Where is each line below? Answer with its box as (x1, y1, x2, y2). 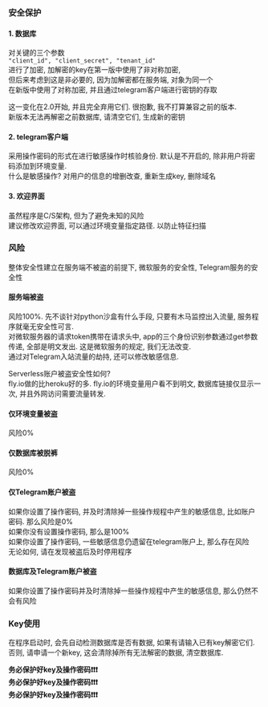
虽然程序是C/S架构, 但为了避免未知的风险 (8, 210, 144, 220)
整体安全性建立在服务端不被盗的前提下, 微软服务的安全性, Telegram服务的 (8, 262, 251, 272)
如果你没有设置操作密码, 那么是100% (8, 526, 130, 536)
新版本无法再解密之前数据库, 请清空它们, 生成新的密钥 (8, 112, 185, 122)
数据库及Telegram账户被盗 (8, 567, 97, 576)
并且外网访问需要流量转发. (18, 389, 107, 399)
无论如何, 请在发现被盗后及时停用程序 (8, 547, 132, 556)
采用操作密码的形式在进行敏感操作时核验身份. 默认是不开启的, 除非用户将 (8, 151, 249, 161)
